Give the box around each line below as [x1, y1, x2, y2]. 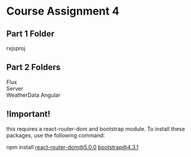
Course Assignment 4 [6, 4, 120, 18]
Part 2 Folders [6, 62, 61, 72]
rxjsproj [6, 44, 26, 52]
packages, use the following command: [6, 131, 106, 139]
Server [6, 85, 23, 92]
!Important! [6, 109, 51, 119]
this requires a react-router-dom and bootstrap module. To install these [6, 125, 186, 132]
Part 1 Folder [6, 29, 55, 39]
